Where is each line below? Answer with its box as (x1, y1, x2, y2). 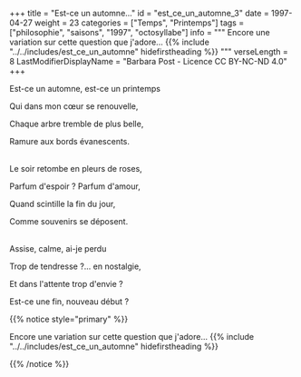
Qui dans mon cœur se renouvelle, (9, 101, 139, 112)
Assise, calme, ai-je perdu (9, 243, 107, 253)
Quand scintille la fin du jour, (9, 199, 116, 209)
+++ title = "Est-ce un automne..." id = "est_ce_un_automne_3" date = (9, 8, 269, 18)
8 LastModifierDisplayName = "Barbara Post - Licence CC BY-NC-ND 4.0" (9, 56, 287, 66)
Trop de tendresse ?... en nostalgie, (9, 261, 142, 272)
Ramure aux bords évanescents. (9, 136, 130, 146)
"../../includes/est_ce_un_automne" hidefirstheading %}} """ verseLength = (9, 46, 288, 57)
